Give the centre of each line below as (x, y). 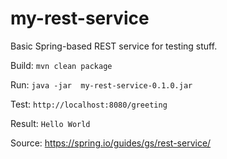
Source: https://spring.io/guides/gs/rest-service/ (111, 143)
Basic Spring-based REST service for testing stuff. (114, 46)
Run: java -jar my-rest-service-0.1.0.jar (101, 84)
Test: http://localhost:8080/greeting (89, 104)
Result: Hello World (50, 123)
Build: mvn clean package (61, 65)
